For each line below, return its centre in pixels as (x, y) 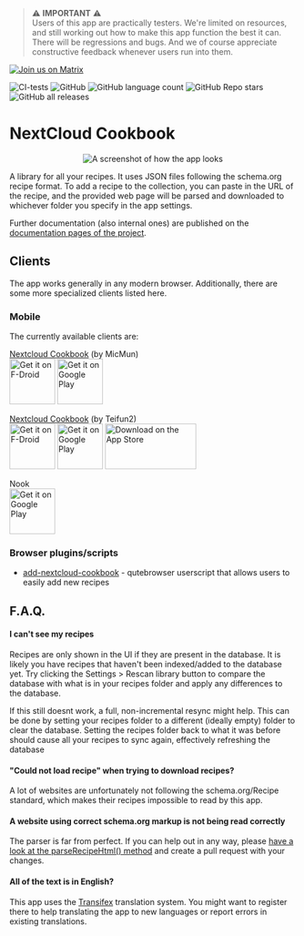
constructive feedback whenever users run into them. (132, 52)
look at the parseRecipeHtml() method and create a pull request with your (147, 851)
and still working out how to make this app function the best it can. (157, 32)
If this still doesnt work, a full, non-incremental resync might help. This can (149, 710)
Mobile (25, 316)
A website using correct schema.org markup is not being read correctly (147, 821)
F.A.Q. (27, 610)
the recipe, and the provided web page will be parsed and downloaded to (147, 196)
